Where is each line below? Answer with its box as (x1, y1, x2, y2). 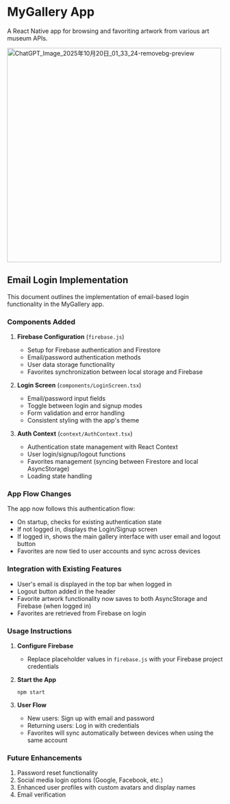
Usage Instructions (7, 626, 72, 635)
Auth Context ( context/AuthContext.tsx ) (16, 429, 133, 438)
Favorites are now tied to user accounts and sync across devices (16, 547, 201, 556)
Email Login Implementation (7, 274, 129, 286)
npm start (16, 689, 46, 696)
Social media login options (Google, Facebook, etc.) (16, 776, 163, 784)
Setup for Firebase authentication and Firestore (27, 346, 161, 354)
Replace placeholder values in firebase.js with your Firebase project (27, 654, 223, 663)
